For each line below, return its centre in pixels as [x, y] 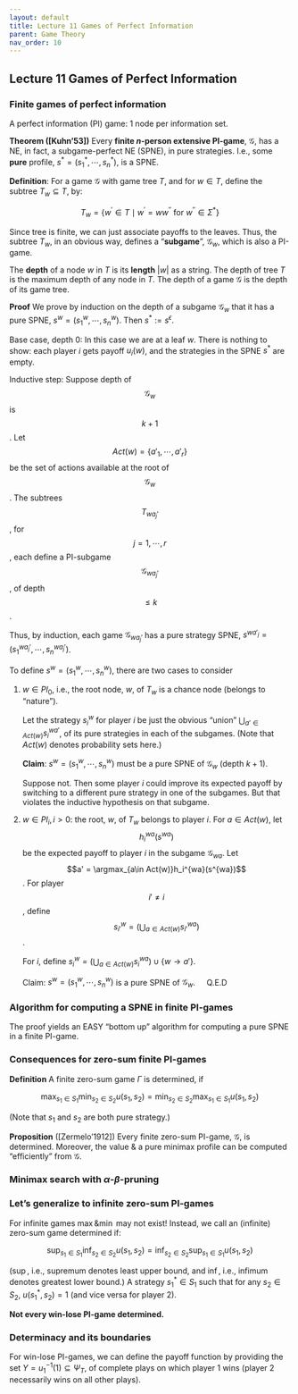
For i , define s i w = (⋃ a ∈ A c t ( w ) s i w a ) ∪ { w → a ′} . [109, 962]
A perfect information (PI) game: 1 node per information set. [119, 123]
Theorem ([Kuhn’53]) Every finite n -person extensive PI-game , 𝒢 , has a [144, 140]
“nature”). [40, 701]
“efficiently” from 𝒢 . [46, 1156]
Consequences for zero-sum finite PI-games [108, 1060]
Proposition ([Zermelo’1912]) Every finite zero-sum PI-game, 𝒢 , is [130, 1137]
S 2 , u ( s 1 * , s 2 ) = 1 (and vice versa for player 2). [93, 1295]
